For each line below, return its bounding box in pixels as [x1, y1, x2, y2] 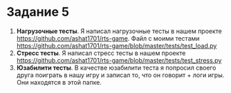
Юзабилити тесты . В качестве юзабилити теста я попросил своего [16, 63, 216, 72]
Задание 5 [6, 4, 70, 20]
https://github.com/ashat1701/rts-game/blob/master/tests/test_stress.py [16, 56, 222, 64]
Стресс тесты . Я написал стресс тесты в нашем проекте [16, 49, 186, 57]
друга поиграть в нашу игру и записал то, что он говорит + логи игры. [16, 70, 225, 79]
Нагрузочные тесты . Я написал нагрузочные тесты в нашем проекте [16, 27, 223, 35]
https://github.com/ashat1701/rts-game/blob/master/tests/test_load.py [16, 41, 217, 50]
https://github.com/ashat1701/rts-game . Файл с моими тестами [16, 34, 200, 42]
